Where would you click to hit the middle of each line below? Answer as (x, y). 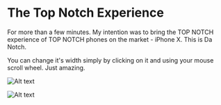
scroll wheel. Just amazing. (46, 67)
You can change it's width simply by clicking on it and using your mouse (110, 60)
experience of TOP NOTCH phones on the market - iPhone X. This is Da (110, 39)
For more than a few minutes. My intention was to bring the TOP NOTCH (110, 32)
